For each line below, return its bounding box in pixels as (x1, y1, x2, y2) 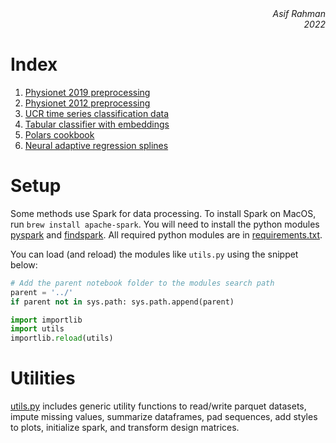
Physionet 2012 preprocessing (24, 97, 151, 109)
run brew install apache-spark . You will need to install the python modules (10, 218, 320, 230)
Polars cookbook (24, 128, 95, 141)
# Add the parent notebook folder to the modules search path (10, 278, 275, 288)
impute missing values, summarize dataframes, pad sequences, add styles (10, 411, 318, 423)
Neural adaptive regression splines (24, 139, 169, 151)
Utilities (10, 367, 76, 390)
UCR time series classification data (24, 107, 170, 119)
